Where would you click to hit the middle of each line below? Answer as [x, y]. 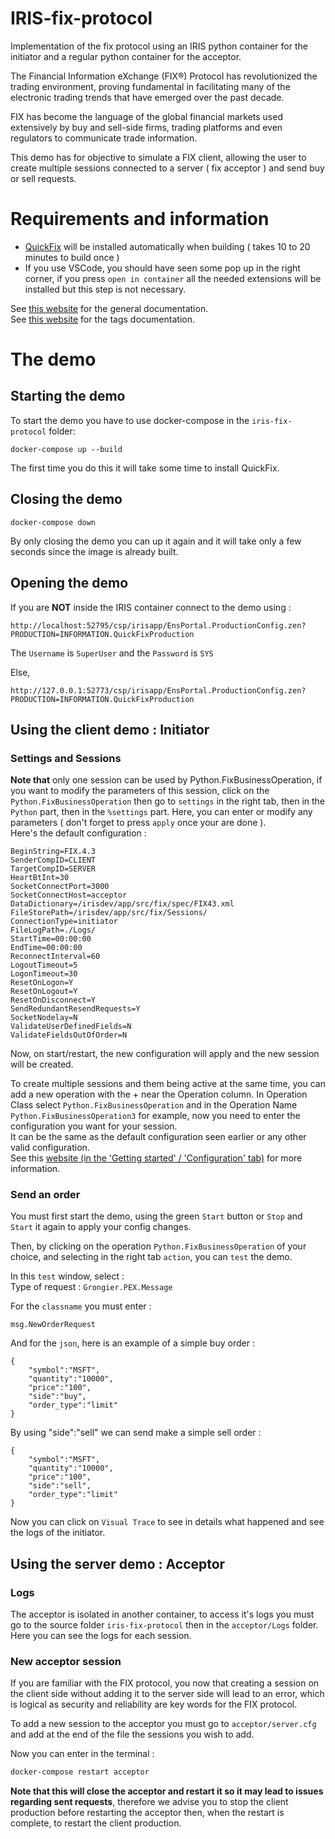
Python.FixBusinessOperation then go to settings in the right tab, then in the [168, 801]
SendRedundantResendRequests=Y [75, 1009]
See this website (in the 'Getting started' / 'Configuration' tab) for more [156, 1158]
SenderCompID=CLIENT [53, 860]
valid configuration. [50, 1148]
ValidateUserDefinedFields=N [71, 1027]
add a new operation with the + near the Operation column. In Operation [159, 1094]
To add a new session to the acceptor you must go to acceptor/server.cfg [163, 1724]
